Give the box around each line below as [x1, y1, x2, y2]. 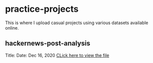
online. [5, 25, 19, 31]
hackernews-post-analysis [5, 39, 90, 48]
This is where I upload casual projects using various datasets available [5, 20, 149, 26]
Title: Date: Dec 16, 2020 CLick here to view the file [5, 52, 110, 58]
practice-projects [5, 3, 79, 15]
